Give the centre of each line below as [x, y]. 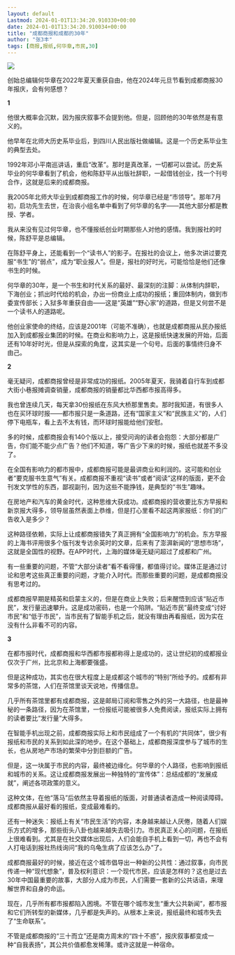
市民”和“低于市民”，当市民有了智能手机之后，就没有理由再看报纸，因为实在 [115, 616]
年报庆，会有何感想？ [38, 89]
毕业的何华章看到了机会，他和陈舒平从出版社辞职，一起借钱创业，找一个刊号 [117, 173]
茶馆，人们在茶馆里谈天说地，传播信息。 [84, 686]
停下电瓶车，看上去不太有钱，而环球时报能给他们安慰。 [87, 422]
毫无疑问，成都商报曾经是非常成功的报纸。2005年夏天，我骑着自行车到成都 [116, 381]
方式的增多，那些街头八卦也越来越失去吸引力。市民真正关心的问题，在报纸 [120, 830]
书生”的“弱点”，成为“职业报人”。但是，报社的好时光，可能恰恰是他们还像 [121, 262]
